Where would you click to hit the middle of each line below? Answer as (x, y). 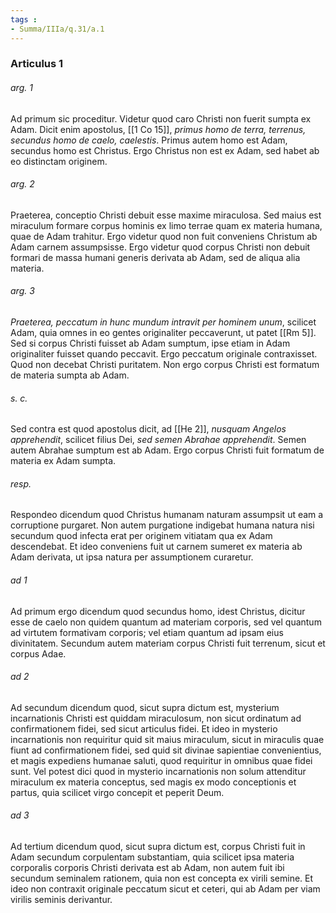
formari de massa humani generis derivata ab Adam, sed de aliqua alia (155, 257)
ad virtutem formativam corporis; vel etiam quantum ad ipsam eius (147, 632)
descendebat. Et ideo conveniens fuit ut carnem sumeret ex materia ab (156, 547)
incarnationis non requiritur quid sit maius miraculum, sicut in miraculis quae (167, 739)
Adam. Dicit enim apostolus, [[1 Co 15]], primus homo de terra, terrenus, (158, 129)
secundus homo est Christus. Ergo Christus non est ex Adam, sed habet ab (165, 150)
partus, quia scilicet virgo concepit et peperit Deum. (117, 792)
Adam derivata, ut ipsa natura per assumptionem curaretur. (132, 557)
